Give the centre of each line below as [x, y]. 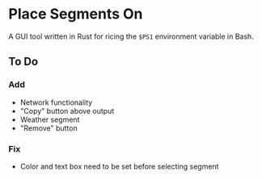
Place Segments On [76, 14]
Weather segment [50, 119]
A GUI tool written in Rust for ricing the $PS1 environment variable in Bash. [131, 36]
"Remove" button [49, 128]
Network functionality [56, 102]
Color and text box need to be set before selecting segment [119, 166]
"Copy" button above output [67, 110]
